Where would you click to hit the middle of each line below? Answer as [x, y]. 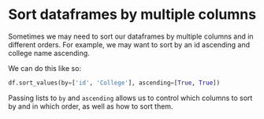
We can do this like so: [45, 68]
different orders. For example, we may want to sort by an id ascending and [129, 44]
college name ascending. [49, 53]
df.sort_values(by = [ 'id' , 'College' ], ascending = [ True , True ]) [114, 83]
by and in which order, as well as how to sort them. [91, 106]
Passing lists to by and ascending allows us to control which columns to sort [130, 98]
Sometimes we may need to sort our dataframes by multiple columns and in [131, 36]
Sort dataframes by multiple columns [132, 15]
